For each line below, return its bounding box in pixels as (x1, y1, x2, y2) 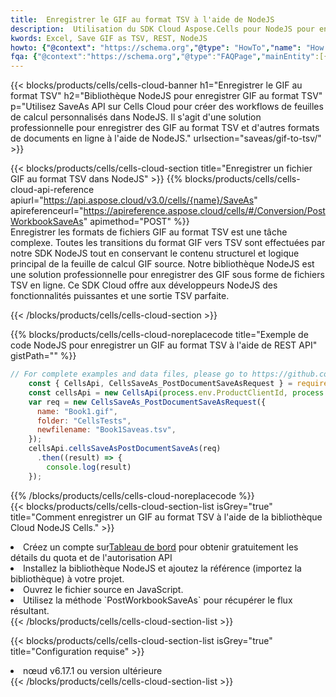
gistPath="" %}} (10, 350, 77, 362)
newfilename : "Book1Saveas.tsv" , (36, 425, 177, 435)
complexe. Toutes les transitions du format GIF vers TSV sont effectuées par (10, 237, 326, 249)
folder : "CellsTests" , (36, 416, 132, 426)
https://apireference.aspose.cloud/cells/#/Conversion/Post (83, 205, 326, 217)
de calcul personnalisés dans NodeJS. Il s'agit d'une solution (10, 111, 262, 123)
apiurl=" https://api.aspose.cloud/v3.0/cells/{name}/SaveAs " (10, 194, 258, 206)
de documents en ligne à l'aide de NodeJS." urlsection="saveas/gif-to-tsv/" (10, 132, 322, 145)
